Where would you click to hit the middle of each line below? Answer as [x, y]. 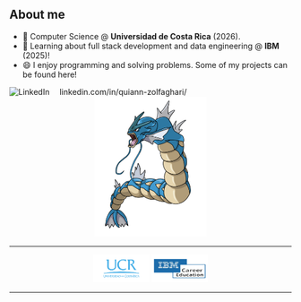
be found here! [50, 74]
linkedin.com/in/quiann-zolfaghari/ [123, 91]
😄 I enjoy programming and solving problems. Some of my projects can [155, 65]
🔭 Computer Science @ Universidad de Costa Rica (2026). [131, 36]
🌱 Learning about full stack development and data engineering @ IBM [150, 46]
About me [37, 15]
